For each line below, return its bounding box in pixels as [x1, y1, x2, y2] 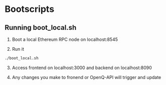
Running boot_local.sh [5, 23, 77, 32]
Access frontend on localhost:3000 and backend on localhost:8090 [12, 65, 152, 71]
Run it [12, 46, 25, 52]
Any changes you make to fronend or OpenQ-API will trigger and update [12, 74, 161, 80]
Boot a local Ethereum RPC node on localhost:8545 [12, 36, 118, 42]
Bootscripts [5, 3, 55, 15]
